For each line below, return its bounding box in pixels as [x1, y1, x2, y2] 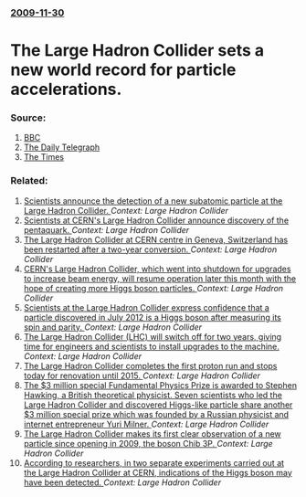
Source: [10, 111, 47, 124]
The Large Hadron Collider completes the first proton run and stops [23, 360, 278, 371]
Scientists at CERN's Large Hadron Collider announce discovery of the [23, 215, 290, 226]
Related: [10, 174, 48, 187]
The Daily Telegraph [23, 142, 100, 153]
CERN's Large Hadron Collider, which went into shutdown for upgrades [23, 263, 291, 274]
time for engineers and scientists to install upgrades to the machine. [23, 341, 280, 352]
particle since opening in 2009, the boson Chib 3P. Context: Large [23, 438, 273, 449]
